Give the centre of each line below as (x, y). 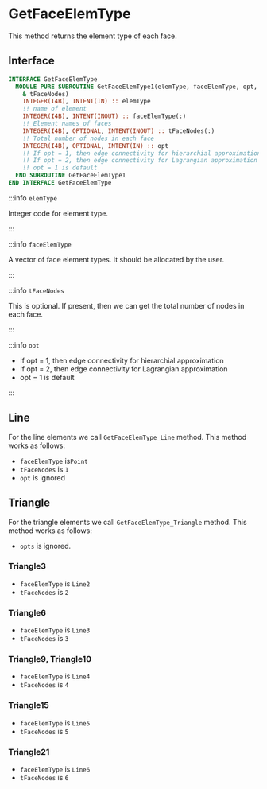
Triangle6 (27, 612)
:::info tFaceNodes (37, 290)
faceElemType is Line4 (55, 676)
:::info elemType (33, 198)
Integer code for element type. (58, 213)
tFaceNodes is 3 (44, 639)
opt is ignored (43, 477)
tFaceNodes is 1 (44, 469)
